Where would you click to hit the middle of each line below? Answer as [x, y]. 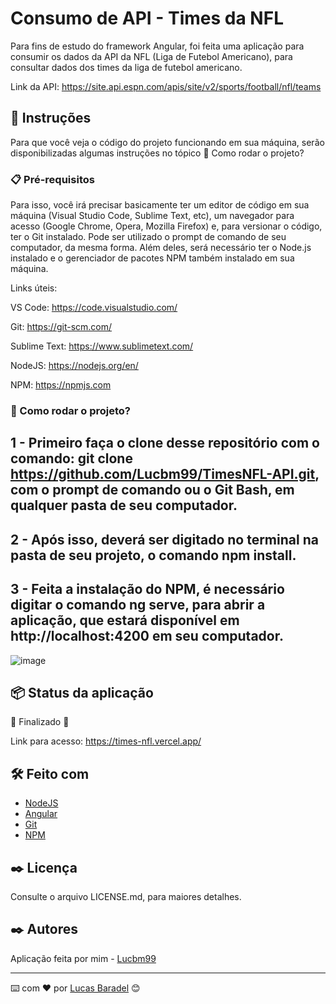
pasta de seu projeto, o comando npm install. [153, 555]
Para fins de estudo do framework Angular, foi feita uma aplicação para [157, 46]
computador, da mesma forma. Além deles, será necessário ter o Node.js [161, 248]
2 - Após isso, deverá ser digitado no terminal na [164, 539]
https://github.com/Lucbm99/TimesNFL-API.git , [165, 474]
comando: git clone [71, 458]
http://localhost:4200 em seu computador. [147, 636]
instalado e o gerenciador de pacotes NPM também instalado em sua [152, 258]
